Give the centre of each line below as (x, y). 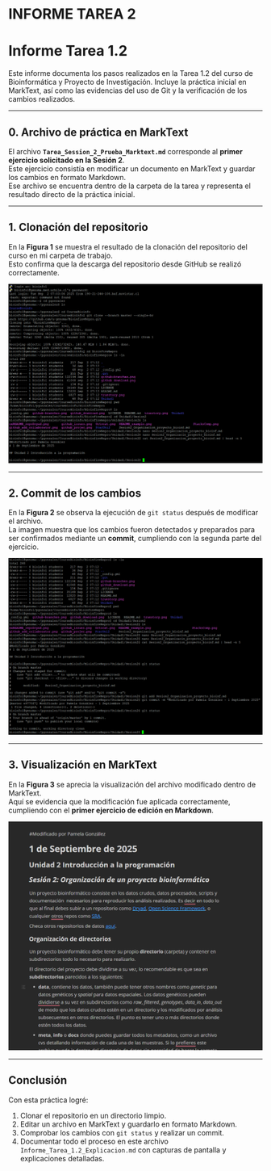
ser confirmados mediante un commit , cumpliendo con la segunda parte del (135, 539)
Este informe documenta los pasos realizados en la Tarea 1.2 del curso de (131, 73)
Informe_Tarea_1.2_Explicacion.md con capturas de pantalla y (123, 1150)
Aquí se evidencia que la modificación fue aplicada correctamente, (120, 801)
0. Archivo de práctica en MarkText (98, 132)
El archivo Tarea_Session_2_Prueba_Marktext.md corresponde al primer (126, 151)
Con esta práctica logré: (48, 1100)
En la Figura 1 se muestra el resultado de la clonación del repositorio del (128, 246)
